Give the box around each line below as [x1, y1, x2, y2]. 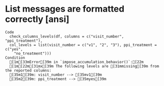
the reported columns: [5, 68, 52, 73]
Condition [5, 55, 26, 60]
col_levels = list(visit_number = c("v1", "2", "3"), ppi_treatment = [9, 42, 157, 47]
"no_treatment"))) [14, 51, 52, 56]
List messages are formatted [5, 3, 125, 15]
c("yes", [5, 47, 23, 52]
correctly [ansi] [5, 14, 70, 25]
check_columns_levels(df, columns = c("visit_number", [9, 34, 124, 39]
